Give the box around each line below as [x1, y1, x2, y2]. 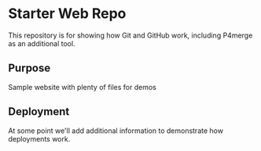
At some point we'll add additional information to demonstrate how [8, 126, 224, 135]
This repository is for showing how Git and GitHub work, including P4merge [8, 31, 253, 40]
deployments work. [8, 134, 71, 143]
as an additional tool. [8, 38, 76, 48]
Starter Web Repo [8, 5, 127, 23]
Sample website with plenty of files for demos [8, 82, 157, 92]
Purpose [8, 62, 51, 75]
